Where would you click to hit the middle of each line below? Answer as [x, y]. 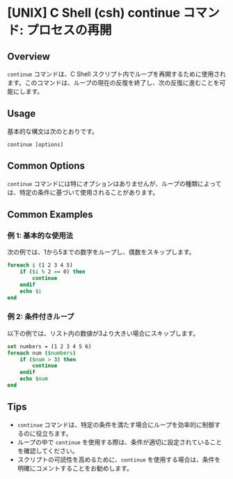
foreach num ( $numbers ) [42, 353]
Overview [29, 56]
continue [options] [35, 144]
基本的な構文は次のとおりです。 [53, 131]
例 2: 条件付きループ [41, 317]
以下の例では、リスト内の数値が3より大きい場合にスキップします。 [103, 333]
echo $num [34, 379]
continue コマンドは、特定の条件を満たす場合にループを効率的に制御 [116, 425]
